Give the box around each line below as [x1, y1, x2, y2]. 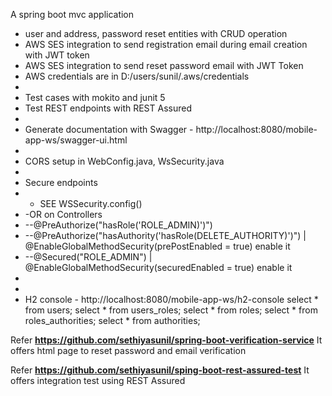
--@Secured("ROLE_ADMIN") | [24, 251, 153, 263]
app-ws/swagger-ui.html [24, 134, 128, 146]
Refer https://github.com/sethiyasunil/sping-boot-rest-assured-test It [10, 364, 310, 376]
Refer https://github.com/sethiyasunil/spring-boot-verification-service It [10, 334, 323, 346]
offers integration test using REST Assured [10, 375, 186, 386]
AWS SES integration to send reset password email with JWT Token [24, 60, 304, 71]
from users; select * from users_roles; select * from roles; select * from [24, 304, 318, 316]
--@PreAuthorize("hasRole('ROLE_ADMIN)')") [24, 219, 213, 231]
